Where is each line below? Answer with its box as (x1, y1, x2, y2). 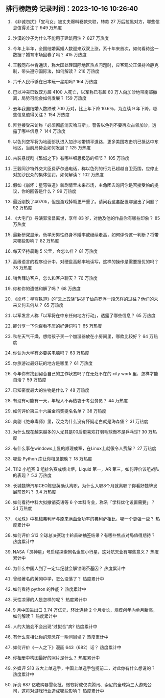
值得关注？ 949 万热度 (17, 24, 63, 30)
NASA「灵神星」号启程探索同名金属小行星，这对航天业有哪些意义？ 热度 (12, 549, 159, 554)
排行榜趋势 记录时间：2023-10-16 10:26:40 (5, 4, 139, 13)
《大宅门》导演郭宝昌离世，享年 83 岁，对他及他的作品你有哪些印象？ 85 (12, 215, 160, 221)
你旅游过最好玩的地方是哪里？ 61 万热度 (12, 360, 93, 366)
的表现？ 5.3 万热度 (12, 472, 52, 478)
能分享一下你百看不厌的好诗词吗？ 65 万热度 (12, 323, 102, 329)
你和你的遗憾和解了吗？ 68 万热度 (12, 286, 81, 291)
